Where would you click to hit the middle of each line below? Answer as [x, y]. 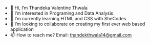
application [22, 29]
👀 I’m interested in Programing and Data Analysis [62, 13]
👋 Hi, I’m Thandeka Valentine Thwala [49, 8]
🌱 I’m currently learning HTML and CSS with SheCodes [68, 18]
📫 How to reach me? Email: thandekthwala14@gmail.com [71, 35]
